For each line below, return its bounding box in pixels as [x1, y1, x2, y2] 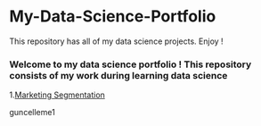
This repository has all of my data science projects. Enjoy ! [9, 36, 224, 46]
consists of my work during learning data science [9, 69, 228, 81]
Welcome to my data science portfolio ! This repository [9, 58, 252, 71]
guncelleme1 [9, 107, 55, 118]
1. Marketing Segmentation [9, 89, 105, 100]
